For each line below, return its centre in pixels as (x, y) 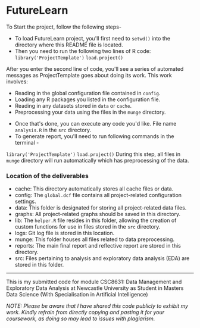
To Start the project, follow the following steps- (64, 27)
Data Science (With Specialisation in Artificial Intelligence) (77, 295)
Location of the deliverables (48, 176)
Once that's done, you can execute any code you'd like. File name (96, 123)
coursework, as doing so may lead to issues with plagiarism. (81, 318)
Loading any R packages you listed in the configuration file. (87, 99)
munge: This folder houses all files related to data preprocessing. (94, 239)
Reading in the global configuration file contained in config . (87, 93)
